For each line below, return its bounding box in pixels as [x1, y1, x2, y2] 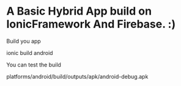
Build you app [6, 37, 41, 45]
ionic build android [6, 49, 53, 56]
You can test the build [6, 61, 61, 68]
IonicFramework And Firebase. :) [6, 17, 176, 31]
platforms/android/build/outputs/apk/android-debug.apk [6, 73, 149, 80]
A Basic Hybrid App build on [6, 4, 152, 18]
